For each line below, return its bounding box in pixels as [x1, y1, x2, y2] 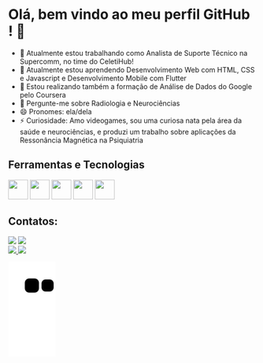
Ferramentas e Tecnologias [8, 158, 146, 172]
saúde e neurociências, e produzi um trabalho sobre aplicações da [19, 127, 236, 136]
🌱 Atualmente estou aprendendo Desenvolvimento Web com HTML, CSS [19, 65, 255, 74]
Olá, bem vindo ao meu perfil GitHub [8, 6, 250, 24]
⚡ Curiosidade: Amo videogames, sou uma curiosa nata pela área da [19, 116, 243, 125]
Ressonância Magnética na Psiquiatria [19, 135, 144, 145]
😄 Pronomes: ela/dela [19, 106, 92, 116]
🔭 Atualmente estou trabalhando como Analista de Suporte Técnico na [19, 48, 248, 57]
